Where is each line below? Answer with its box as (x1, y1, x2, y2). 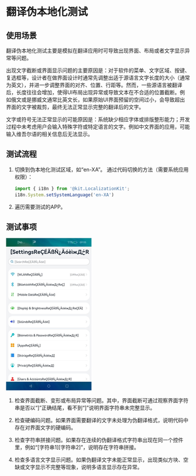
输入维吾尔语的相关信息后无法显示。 (6, 131, 93, 138)
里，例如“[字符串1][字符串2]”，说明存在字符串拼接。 (14, 444, 139, 451)
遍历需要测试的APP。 (14, 203, 66, 210)
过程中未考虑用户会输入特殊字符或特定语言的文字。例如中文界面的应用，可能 (6, 124, 190, 130)
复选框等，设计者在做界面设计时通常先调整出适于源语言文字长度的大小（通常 (6, 74, 190, 81)
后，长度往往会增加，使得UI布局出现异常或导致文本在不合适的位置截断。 (6, 89, 180, 95)
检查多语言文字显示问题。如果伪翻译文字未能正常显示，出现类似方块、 (14, 456, 184, 463)
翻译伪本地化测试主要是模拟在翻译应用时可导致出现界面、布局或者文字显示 (6, 47, 185, 54)
